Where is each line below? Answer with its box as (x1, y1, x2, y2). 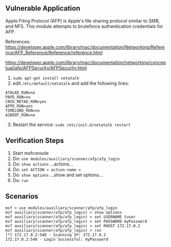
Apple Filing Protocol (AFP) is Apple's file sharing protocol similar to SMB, (5, 17, 160, 24)
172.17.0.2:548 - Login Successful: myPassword (5, 237, 109, 242)
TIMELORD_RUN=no (5, 108, 40, 113)
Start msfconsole (12, 150, 49, 156)
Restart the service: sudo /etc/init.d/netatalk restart (12, 121, 131, 128)
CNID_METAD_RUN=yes (5, 99, 47, 104)
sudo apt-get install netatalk (12, 75, 80, 81)
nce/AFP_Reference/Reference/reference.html (5, 49, 103, 55)
